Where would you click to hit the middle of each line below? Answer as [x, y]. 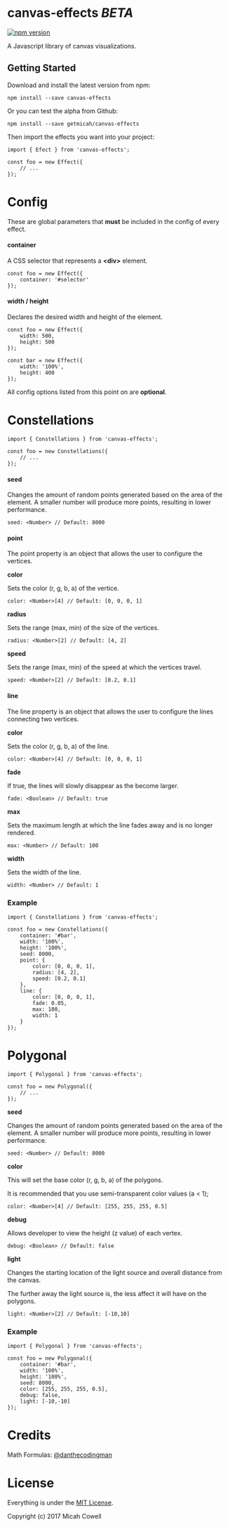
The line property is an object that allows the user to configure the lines [110, 712]
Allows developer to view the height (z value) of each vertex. [95, 1233]
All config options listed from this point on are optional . [87, 392]
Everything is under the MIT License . [60, 1503]
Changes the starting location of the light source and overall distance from [115, 1272]
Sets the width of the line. [45, 872]
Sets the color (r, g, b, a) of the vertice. [63, 589]
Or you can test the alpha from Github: [63, 111]
